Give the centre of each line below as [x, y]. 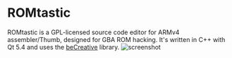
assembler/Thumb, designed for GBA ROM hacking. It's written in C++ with [116, 39]
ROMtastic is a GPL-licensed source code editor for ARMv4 [93, 32]
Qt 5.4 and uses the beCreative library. [63, 47]
